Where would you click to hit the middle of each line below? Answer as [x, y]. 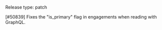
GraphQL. [16, 22]
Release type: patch [26, 7]
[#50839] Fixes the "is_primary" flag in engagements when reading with [81, 17]
